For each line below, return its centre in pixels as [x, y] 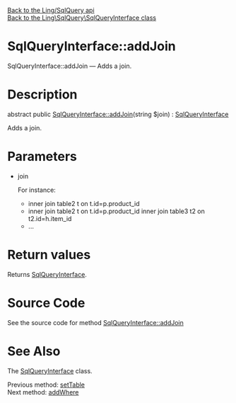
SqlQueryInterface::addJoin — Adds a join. [70, 66]
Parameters [42, 157]
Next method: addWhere [43, 392]
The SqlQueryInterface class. [50, 370]
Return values [49, 255]
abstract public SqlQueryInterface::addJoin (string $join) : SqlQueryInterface [118, 114]
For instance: [37, 190]
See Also [34, 351]
